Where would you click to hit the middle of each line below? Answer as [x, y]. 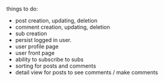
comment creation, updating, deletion [62, 27]
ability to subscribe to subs [49, 59]
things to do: [22, 9]
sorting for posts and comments [56, 66]
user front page [35, 53]
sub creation [31, 33]
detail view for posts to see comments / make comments [87, 72]
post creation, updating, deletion [56, 20]
